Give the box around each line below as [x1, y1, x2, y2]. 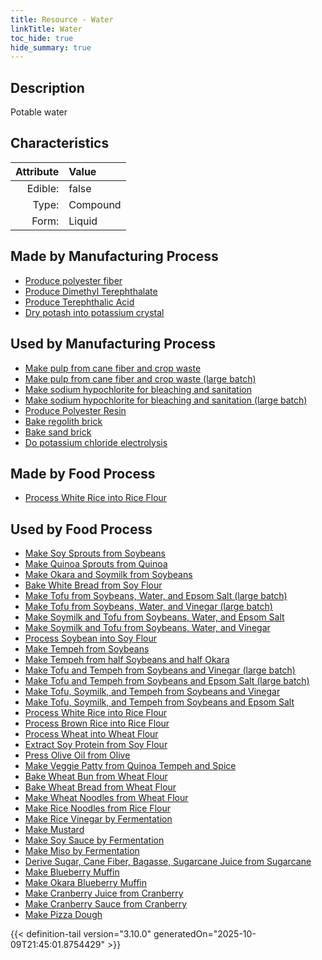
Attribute [15, 164, 60, 178]
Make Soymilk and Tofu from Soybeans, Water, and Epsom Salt [24, 611, 285, 623]
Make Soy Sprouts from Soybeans [24, 547, 166, 560]
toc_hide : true [10, 33, 74, 43]
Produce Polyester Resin [24, 404, 127, 416]
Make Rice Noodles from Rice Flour [24, 802, 171, 815]
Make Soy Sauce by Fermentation [24, 834, 165, 846]
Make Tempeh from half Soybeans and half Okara [24, 654, 230, 666]
